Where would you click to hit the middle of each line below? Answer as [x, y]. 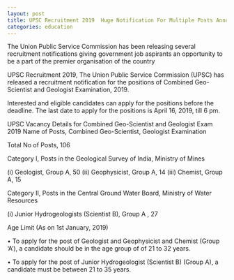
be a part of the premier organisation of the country [81, 61]
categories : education [40, 27]
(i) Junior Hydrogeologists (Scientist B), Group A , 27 [83, 214]
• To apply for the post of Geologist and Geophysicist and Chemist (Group [114, 241]
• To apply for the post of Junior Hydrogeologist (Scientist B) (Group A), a [113, 262]
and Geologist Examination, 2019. [81, 90]
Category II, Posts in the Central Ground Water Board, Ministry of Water [110, 193]
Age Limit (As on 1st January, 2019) [58, 228]
